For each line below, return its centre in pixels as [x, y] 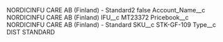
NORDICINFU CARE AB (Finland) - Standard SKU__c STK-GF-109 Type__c [111, 25]
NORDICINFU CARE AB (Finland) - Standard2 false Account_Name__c [106, 10]
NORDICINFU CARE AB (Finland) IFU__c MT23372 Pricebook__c [98, 17]
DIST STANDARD [31, 32]
